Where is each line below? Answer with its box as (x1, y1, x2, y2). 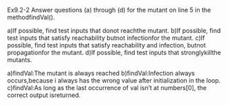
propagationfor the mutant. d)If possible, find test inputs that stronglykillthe (7, 48, 221, 56)
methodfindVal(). (7, 13, 55, 21)
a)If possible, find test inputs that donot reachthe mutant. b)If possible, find (7, 27, 221, 34)
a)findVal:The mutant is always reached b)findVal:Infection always (7, 69, 196, 77)
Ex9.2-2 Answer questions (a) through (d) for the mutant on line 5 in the (7, 6, 211, 14)
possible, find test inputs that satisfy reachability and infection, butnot (7, 41, 206, 49)
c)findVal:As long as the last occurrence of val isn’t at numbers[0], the (7, 84, 207, 92)
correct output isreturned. (7, 91, 81, 99)
